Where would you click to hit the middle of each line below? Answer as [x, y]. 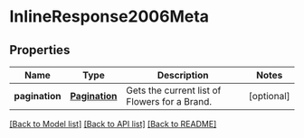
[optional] [269, 96]
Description [183, 75]
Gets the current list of [174, 90]
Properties [40, 50]
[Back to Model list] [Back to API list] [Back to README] [113, 124]
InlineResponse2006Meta [109, 17]
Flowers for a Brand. [169, 101]
